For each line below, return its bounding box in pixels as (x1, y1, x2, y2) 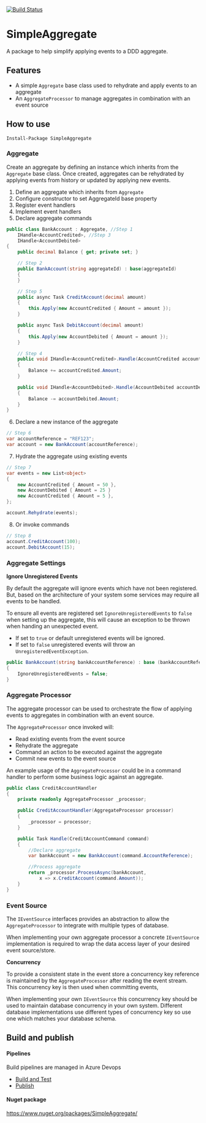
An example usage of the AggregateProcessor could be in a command (6, 766, 181, 774)
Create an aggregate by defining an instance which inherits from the (6, 163, 179, 171)
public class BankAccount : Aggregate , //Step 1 (6, 226, 133, 233)
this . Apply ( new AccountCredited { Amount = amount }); (28, 306, 172, 312)
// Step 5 (17, 288, 43, 295)
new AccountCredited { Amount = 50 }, (17, 482, 116, 488)
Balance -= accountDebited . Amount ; (28, 396, 120, 402)
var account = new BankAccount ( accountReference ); (6, 442, 139, 448)
